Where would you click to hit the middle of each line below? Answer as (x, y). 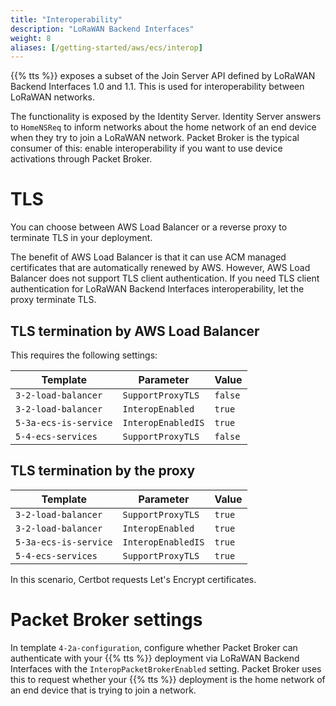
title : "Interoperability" (66, 19)
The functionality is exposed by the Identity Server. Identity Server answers (166, 117)
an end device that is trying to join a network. (103, 690)
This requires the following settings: (84, 355)
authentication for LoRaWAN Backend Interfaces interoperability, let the (157, 289)
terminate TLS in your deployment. (81, 238)
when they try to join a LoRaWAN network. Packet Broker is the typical (155, 138)
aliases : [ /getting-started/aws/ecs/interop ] (106, 47)
